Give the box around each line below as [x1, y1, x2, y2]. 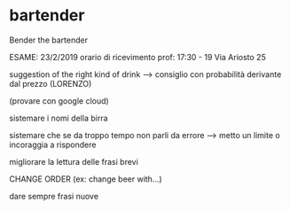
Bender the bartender [9, 35, 89, 45]
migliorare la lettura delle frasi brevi [9, 156, 139, 167]
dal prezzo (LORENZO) [9, 78, 92, 89]
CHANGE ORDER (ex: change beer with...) [9, 174, 162, 184]
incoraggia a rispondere [9, 139, 97, 150]
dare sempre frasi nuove [9, 191, 99, 201]
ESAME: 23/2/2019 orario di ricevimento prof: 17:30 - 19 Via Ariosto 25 [9, 51, 266, 62]
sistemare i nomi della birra [9, 113, 108, 123]
